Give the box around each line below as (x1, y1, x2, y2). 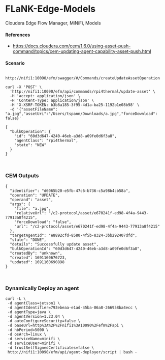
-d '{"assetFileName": (10, 107, 58, 112)
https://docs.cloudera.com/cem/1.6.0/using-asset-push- (12, 43, 131, 49)
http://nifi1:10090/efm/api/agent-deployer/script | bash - (7, 349, 138, 354)
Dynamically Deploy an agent (5, 285, 79, 292)
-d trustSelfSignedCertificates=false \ (7, 345, 94, 350)
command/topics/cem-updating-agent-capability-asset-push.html (12, 48, 151, 54)
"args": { (10, 202, 30, 207)
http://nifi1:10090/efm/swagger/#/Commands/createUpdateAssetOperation (5, 76, 160, 81)
